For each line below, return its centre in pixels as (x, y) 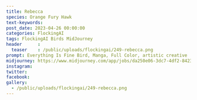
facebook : (18, 77)
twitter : (17, 72)
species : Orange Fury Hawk (39, 17)
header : (23, 45)
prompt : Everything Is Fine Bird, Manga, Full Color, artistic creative (97, 55)
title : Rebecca (25, 11)
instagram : (19, 66)
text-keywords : (25, 22)
